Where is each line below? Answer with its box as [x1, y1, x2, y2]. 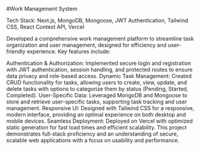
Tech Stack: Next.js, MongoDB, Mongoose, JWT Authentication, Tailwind [6, 17, 188, 24]
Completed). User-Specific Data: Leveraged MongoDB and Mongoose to [6, 92, 188, 99]
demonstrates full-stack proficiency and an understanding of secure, [6, 130, 179, 137]
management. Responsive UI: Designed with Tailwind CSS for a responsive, [6, 105, 195, 111]
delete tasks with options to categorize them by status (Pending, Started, [6, 85, 188, 93]
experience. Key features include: [27, 48, 111, 55]
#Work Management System [6, 5, 78, 12]
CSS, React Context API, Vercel [6, 24, 85, 30]
